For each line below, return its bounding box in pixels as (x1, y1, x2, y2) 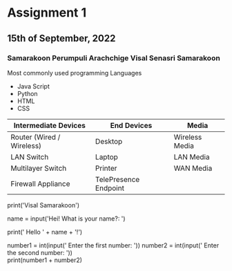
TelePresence (95, 174, 140, 184)
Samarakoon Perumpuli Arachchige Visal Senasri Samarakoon (7, 53, 221, 63)
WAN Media (173, 163, 213, 173)
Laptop (95, 152, 119, 162)
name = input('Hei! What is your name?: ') (7, 214, 126, 223)
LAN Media (173, 152, 210, 162)
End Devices (110, 120, 153, 130)
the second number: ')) (7, 248, 72, 256)
